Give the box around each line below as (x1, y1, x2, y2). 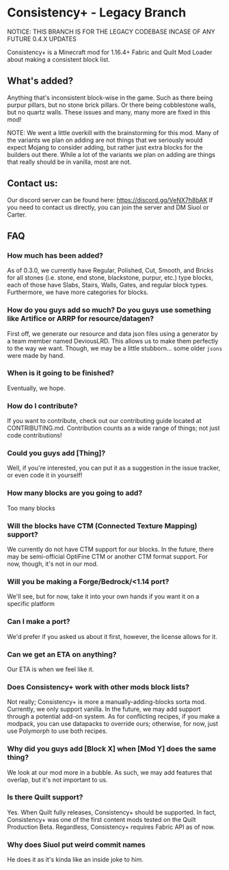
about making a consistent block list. (7, 55, 111, 63)
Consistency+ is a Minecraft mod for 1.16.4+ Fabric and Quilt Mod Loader (7, 48, 213, 56)
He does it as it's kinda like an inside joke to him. (7, 856, 144, 864)
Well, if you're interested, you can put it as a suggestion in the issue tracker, (7, 464, 221, 472)
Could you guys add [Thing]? (7, 448, 106, 458)
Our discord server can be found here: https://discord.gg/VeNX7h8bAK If (7, 195, 213, 204)
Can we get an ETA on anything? (7, 649, 117, 659)
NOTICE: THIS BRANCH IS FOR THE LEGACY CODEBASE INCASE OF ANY (7, 27, 215, 36)
